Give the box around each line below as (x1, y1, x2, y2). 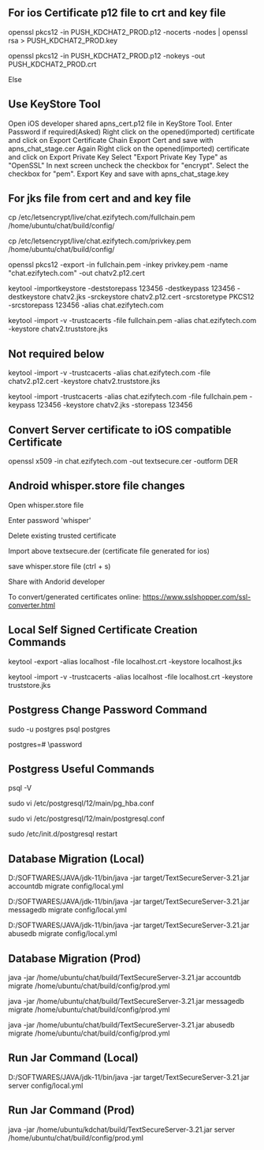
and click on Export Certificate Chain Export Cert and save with (8, 135, 214, 145)
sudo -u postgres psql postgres (8, 724, 110, 734)
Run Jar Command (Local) (8, 1051, 139, 1065)
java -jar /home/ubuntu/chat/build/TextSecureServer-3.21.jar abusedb (8, 1020, 235, 1029)
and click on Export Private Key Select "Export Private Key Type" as (8, 152, 228, 161)
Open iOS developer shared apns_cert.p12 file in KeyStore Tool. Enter (8, 118, 232, 128)
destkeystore (8, 292, 51, 302)
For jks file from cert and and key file (8, 192, 191, 205)
